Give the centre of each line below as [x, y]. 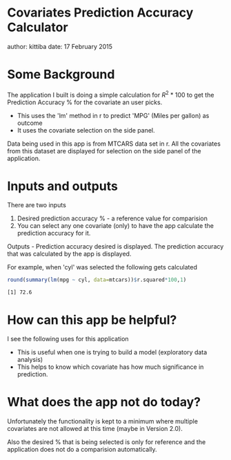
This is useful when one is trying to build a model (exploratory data [112, 352]
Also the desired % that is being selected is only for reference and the [107, 442]
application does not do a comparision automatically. [82, 450]
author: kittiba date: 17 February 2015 [60, 46]
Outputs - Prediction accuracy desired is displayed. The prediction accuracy [115, 247]
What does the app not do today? [104, 402]
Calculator [38, 27]
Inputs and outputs [63, 186]
